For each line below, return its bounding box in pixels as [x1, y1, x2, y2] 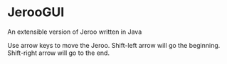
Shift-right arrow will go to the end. [7, 49, 110, 57]
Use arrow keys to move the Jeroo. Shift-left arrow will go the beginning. [7, 41, 221, 49]
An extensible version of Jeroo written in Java [7, 27, 142, 36]
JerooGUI [7, 4, 65, 20]
